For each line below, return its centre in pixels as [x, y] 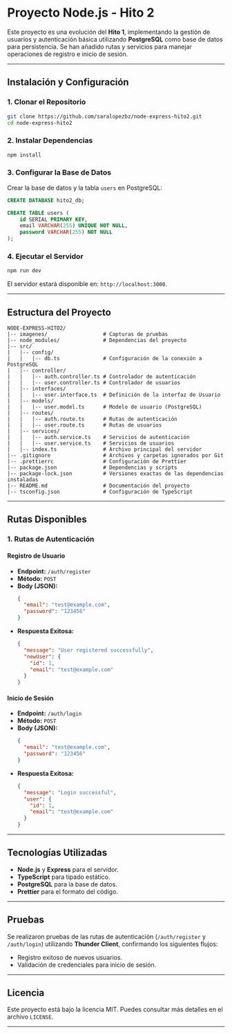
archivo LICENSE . [30, 1017]
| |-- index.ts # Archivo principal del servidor [105, 449]
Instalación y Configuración [68, 82]
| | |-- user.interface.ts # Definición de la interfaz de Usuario [114, 395]
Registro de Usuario [36, 555]
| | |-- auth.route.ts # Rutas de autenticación [92, 419]
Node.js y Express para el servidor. [68, 869]
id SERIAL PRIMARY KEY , [54, 220]
